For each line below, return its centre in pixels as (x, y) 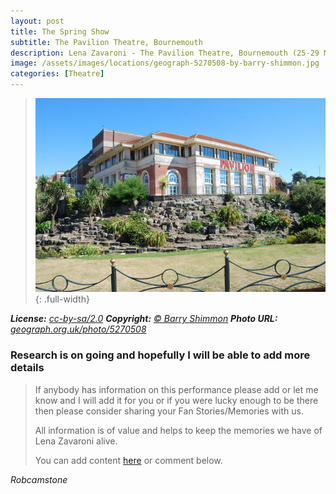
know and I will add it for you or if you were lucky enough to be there (176, 400)
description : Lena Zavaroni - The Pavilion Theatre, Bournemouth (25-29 (165, 53)
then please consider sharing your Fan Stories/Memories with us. (169, 411)
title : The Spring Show (60, 31)
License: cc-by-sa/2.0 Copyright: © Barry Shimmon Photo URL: (144, 319)
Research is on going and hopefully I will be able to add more (160, 355)
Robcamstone (39, 479)
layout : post (37, 21)
